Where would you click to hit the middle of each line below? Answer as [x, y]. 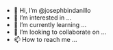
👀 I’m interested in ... [42, 18]
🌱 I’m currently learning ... [50, 25]
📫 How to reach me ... [45, 40]
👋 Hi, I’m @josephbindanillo [52, 10]
